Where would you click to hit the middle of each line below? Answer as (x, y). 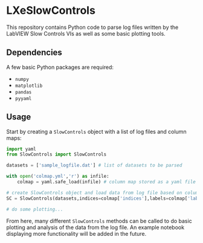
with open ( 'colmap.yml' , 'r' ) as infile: (58, 176)
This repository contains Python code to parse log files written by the (92, 27)
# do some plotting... (35, 209)
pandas (23, 92)
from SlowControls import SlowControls (56, 154)
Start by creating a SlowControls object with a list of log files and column (96, 131)
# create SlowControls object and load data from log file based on (94, 193)
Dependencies (34, 53)
